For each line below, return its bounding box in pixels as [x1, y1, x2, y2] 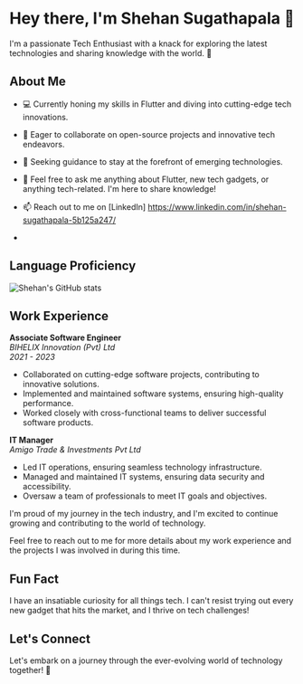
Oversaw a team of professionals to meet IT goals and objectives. [22, 490, 268, 501]
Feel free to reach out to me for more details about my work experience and [9, 536, 292, 546]
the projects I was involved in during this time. [9, 545, 181, 556]
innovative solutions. [22, 379, 99, 390]
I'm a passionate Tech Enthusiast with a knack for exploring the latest [9, 38, 268, 49]
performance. [22, 398, 74, 409]
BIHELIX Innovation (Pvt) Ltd [9, 342, 116, 353]
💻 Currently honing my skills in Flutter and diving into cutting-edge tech [22, 99, 292, 109]
